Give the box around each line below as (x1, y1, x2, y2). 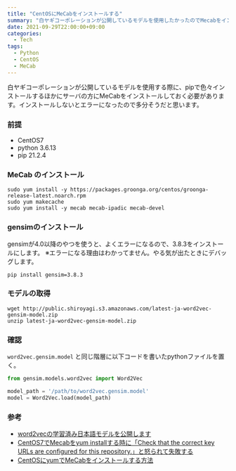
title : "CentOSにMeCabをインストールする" (7, 10, 123, 18)
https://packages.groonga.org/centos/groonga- (70, 186, 209, 193)
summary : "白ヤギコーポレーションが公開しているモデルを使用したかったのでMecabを (7, 17, 222, 24)
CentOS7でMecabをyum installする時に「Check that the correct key (17, 439, 215, 447)
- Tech (13, 37, 33, 44)
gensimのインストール (7, 222, 84, 232)
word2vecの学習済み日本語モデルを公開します (17, 430, 152, 438)
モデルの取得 (7, 289, 51, 299)
